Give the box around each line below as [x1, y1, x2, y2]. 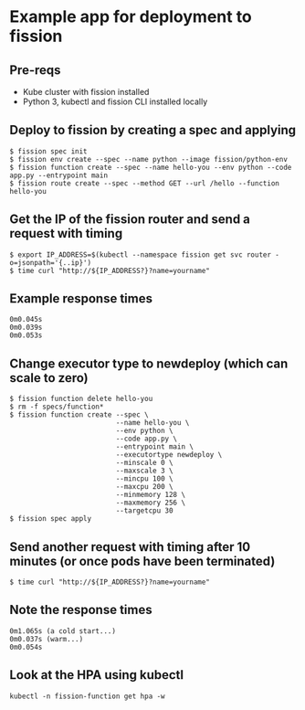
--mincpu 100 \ [115, 474, 174, 483]
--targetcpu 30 [115, 506, 174, 515]
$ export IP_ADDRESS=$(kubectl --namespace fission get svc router [9, 249, 272, 260]
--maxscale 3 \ [115, 466, 174, 476]
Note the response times [9, 602, 152, 618]
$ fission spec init [9, 146, 89, 156]
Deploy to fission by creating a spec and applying [9, 122, 297, 138]
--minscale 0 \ [115, 459, 174, 468]
